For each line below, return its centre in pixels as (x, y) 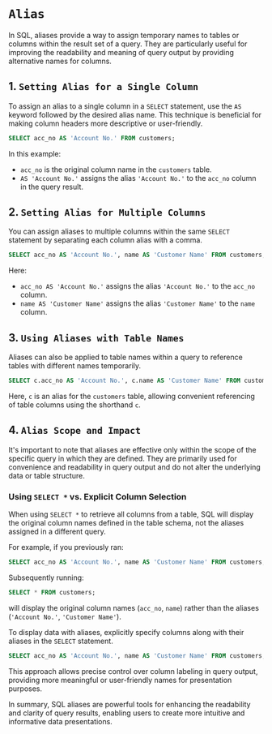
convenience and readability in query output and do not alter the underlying (134, 467)
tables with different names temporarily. (75, 366)
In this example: (35, 153)
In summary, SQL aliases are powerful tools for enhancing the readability (130, 704)
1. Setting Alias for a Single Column (103, 86)
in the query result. (51, 187)
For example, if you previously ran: (66, 547)
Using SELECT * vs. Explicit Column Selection (98, 496)
